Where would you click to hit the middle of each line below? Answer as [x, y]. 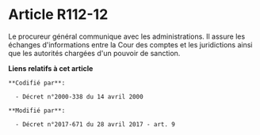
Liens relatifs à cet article [51, 68]
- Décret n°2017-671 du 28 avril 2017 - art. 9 [96, 124]
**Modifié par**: [37, 111]
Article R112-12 [58, 15]
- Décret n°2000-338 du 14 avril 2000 [80, 96]
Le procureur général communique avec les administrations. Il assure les [127, 36]
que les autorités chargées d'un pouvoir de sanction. [94, 53]
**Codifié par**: [37, 83]
